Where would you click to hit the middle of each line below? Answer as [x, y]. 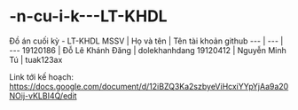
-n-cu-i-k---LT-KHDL [88, 16]
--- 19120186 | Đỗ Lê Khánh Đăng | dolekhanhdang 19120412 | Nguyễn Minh [148, 50]
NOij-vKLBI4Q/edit [43, 96]
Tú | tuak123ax [36, 59]
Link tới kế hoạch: [41, 76]
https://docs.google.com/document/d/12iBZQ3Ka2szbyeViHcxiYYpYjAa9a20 [149, 86]
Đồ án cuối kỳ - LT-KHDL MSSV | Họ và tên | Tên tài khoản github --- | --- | [146, 41]
